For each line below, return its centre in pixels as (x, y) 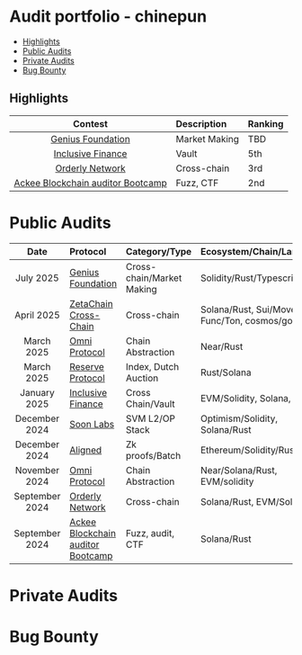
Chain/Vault (150, 404)
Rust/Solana (226, 372)
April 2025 (37, 315)
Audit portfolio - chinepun (108, 17)
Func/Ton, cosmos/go (247, 320)
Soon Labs (92, 424)
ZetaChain (91, 303)
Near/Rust (222, 346)
